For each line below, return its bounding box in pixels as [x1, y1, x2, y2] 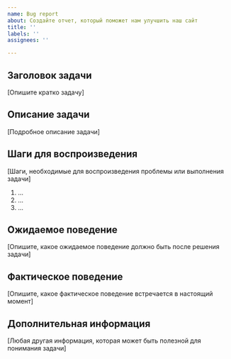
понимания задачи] [7, 344, 67, 352]
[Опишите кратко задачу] [7, 88, 85, 96]
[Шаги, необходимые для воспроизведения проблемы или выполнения [7, 167, 225, 175]
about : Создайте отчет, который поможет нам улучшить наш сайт [7, 17, 198, 24]
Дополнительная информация [7, 317, 151, 330]
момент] [7, 297, 33, 306]
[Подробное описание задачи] [7, 127, 101, 136]
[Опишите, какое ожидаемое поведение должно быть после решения [7, 243, 220, 251]
